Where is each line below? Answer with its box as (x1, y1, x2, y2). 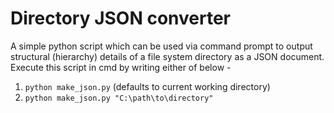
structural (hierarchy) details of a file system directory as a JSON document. (10, 50, 325, 62)
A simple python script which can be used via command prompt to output (10, 40, 313, 52)
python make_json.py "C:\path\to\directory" (24, 93, 214, 103)
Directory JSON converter (10, 7, 231, 30)
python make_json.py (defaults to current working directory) (24, 80, 271, 92)
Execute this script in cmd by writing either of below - (10, 61, 232, 73)
